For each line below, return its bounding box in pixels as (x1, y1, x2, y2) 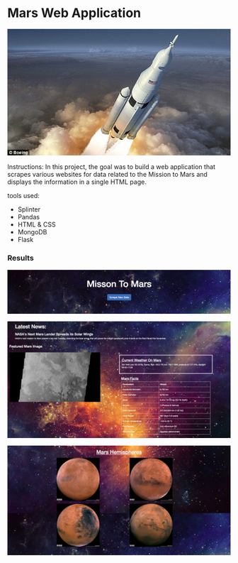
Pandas (17, 213, 40, 222)
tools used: (7, 192, 40, 200)
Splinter (17, 205, 41, 214)
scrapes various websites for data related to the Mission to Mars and (7, 170, 208, 179)
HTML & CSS (17, 220, 56, 229)
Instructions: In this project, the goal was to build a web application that (7, 163, 216, 171)
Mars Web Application (7, 5, 142, 21)
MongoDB (17, 228, 47, 236)
